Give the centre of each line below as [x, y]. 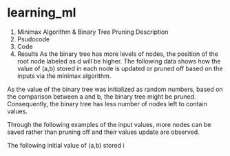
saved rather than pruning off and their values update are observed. [103, 132]
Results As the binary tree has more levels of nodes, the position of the [118, 54]
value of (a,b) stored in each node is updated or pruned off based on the [120, 68]
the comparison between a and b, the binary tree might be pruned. [102, 96]
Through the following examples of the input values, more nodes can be [109, 124]
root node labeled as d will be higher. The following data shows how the [119, 61]
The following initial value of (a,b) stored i [66, 145]
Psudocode [33, 39]
